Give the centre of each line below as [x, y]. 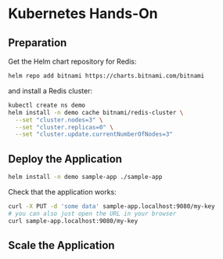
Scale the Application [61, 245]
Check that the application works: [63, 192]
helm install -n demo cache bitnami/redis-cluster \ [96, 112]
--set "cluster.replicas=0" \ [64, 127]
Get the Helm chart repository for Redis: [72, 61]
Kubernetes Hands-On [83, 14]
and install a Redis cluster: [50, 90]
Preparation [38, 43]
